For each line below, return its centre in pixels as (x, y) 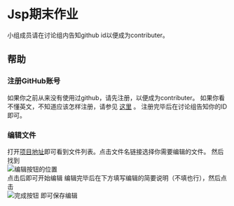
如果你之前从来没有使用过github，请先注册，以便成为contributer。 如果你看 (116, 97)
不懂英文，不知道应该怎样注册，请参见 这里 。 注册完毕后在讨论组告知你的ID (117, 107)
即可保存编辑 (59, 195)
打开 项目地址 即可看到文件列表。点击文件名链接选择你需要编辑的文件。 (109, 151)
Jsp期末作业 (43, 14)
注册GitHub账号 (34, 81)
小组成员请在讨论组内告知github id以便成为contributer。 (88, 35)
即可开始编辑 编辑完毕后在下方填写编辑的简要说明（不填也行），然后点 (126, 178)
